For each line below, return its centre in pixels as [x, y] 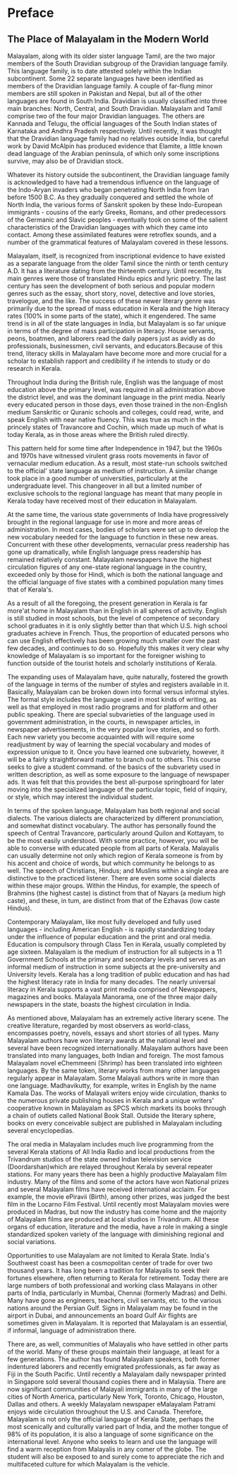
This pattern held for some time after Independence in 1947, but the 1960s [115, 448]
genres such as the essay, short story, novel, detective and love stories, [111, 293]
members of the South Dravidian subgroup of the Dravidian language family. [118, 64]
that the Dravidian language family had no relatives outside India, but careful [118, 138]
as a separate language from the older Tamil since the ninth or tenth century [118, 263]
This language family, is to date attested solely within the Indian [99, 71]
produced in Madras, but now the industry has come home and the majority [117, 1212]
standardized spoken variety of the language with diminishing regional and [116, 1234]
